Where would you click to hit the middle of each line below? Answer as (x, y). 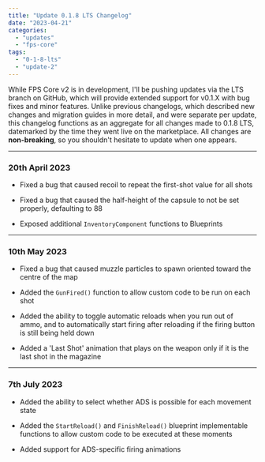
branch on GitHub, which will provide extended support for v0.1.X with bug (129, 98)
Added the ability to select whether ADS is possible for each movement (135, 402)
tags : (17, 52)
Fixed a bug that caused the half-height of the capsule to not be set (129, 200)
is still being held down (57, 333)
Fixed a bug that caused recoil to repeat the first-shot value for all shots (136, 185)
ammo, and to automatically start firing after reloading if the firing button (137, 325)
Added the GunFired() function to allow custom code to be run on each (135, 292)
